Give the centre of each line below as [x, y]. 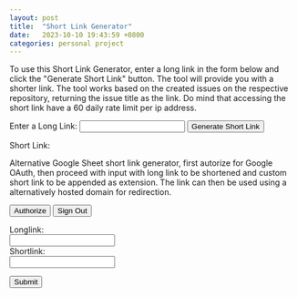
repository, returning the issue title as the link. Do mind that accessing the [148, 98]
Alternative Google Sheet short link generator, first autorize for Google [141, 163]
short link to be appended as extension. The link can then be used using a [148, 182]
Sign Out [73, 211]
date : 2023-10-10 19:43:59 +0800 [77, 35]
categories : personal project [67, 43]
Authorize [31, 211]
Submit [26, 282]
